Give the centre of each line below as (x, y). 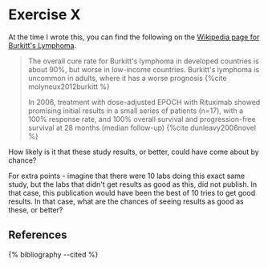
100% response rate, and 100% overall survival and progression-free (142, 119)
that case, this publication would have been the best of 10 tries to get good (132, 192)
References (38, 235)
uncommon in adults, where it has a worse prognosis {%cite (127, 78)
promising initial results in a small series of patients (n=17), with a (136, 111)
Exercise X (45, 15)
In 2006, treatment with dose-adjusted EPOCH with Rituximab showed (144, 102)
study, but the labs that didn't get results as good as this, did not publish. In (133, 184)
